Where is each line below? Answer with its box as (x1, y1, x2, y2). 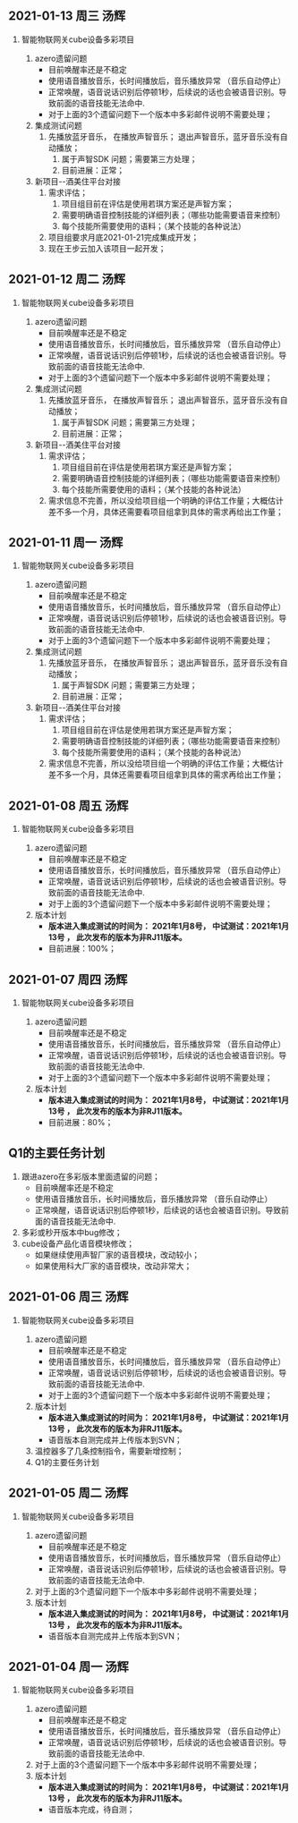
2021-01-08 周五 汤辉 (8, 798, 129, 813)
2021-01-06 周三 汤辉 (8, 1289, 129, 1304)
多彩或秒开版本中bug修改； (21, 1226, 123, 1237)
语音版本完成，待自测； (47, 1804, 135, 1815)
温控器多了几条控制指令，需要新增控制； (34, 1446, 184, 1456)
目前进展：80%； (47, 1117, 114, 1128)
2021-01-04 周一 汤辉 (8, 1658, 129, 1675)
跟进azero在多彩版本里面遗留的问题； (21, 1171, 160, 1182)
